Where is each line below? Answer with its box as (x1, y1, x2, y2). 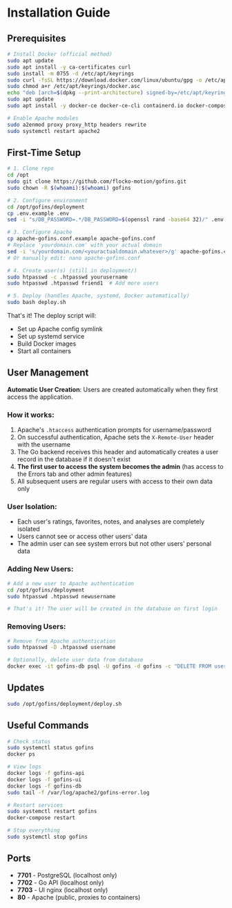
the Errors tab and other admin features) (17, 470, 133, 479)
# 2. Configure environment (7, 197, 88, 204)
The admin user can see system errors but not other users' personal (17, 540, 212, 548)
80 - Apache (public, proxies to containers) (17, 893, 141, 901)
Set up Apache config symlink (17, 325, 103, 333)
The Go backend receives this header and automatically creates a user (17, 448, 219, 456)
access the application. (7, 393, 74, 401)
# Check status (7, 738, 51, 745)
